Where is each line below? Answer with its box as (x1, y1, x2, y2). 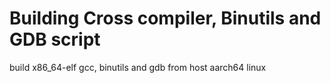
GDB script (9, 28, 101, 51)
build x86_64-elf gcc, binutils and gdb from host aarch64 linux (9, 61, 267, 73)
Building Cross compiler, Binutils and (9, 7, 322, 30)
